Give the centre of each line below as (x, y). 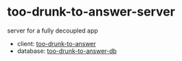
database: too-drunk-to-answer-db (67, 51)
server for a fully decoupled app (53, 30)
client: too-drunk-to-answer (56, 43)
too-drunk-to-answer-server (91, 12)
